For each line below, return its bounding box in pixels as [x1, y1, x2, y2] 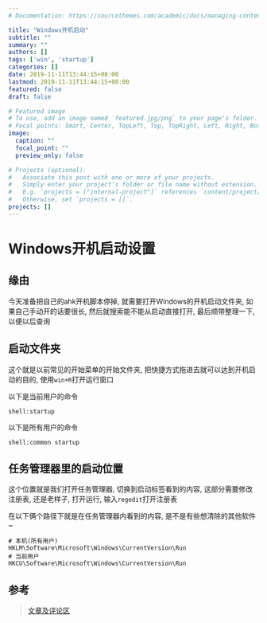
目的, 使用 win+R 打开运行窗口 [21, 374, 114, 384]
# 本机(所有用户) [8, 537, 58, 546]
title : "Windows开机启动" [8, 25, 90, 34]
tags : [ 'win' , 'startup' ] [8, 56, 94, 64]
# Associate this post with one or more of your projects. [8, 173, 215, 182]
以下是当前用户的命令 [8, 391, 78, 401]
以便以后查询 [8, 316, 50, 326]
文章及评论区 [27, 606, 70, 616]
